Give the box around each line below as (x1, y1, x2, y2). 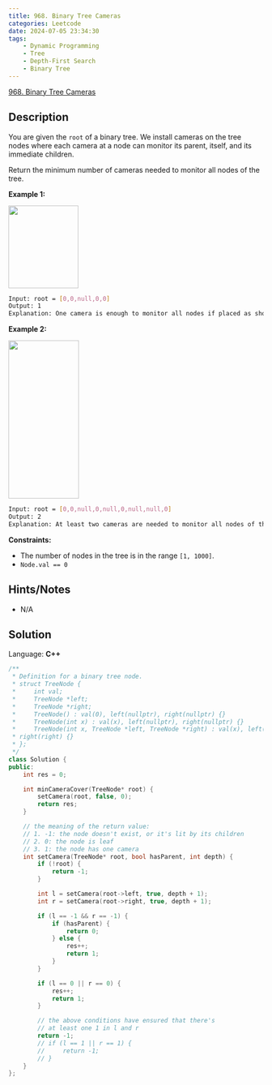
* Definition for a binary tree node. (11, 672, 143, 681)
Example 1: (8, 189, 46, 199)
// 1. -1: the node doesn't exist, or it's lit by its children (23, 830, 244, 838)
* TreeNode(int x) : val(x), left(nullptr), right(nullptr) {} (11, 718, 244, 726)
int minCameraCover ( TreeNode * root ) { (23, 785, 154, 793)
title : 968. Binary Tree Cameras (8, 11, 121, 20)
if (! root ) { (37, 860, 82, 868)
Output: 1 (8, 302, 42, 311)
